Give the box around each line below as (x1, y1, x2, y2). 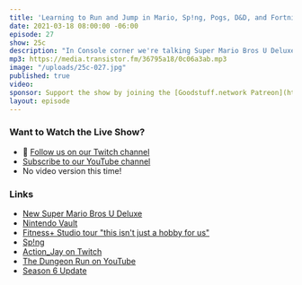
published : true (9, 72, 70, 81)
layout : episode (9, 96, 70, 106)
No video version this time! (22, 165, 122, 176)
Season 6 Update (22, 265, 87, 276)
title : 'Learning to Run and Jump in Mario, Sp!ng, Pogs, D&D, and (9, 13, 268, 22)
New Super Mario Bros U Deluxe (22, 208, 143, 219)
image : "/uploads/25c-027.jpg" (9, 64, 127, 73)
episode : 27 (9, 30, 54, 39)
